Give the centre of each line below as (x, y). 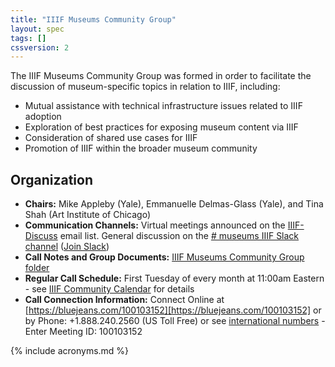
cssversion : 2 (40, 47)
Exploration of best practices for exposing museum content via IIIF (161, 127)
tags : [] (28, 38)
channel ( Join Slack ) (67, 247)
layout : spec (37, 29)
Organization (51, 179)
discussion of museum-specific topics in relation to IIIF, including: (145, 87)
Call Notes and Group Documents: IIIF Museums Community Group (164, 257)
